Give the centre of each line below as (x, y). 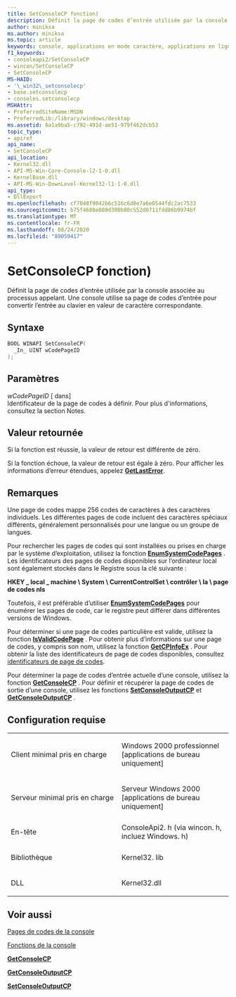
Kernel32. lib (143, 857)
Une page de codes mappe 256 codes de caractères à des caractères (109, 510)
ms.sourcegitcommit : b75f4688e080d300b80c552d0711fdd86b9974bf (102, 210)
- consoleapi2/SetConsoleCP (48, 60)
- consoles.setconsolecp (44, 99)
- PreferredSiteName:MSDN (45, 112)
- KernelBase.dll (33, 177)
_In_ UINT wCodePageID (47, 350)
